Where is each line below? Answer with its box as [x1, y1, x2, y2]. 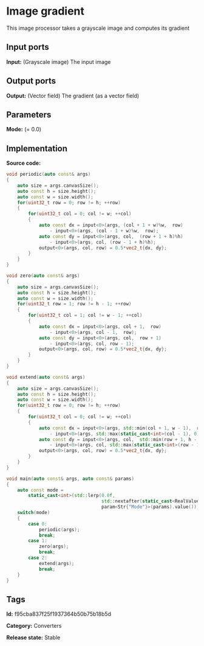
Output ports [6, 76, 56, 86]
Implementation [6, 143, 68, 153]
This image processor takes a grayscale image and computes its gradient [6, 24, 190, 32]
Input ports [6, 42, 50, 52]
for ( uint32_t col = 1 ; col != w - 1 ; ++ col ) [28, 312, 143, 319]
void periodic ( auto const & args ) [6, 172, 91, 178]
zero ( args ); [38, 543, 69, 550]
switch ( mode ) [17, 510, 50, 516]
